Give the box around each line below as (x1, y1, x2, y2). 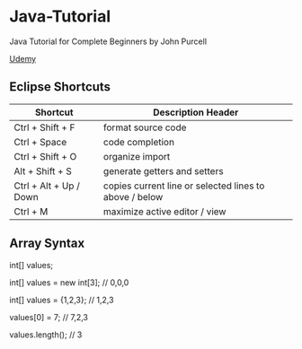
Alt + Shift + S (13, 164, 72, 177)
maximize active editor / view (102, 205, 226, 217)
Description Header (152, 106, 239, 118)
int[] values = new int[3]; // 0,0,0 (9, 276, 129, 288)
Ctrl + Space (13, 135, 67, 148)
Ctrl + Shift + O (13, 150, 77, 162)
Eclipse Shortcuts (9, 79, 111, 95)
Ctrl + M (13, 205, 49, 217)
